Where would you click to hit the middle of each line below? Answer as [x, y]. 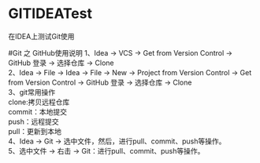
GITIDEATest [50, 14]
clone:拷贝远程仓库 [39, 102]
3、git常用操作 [32, 92]
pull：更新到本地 [35, 131]
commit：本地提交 [37, 111]
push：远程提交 [33, 121]
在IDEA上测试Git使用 [41, 36]
